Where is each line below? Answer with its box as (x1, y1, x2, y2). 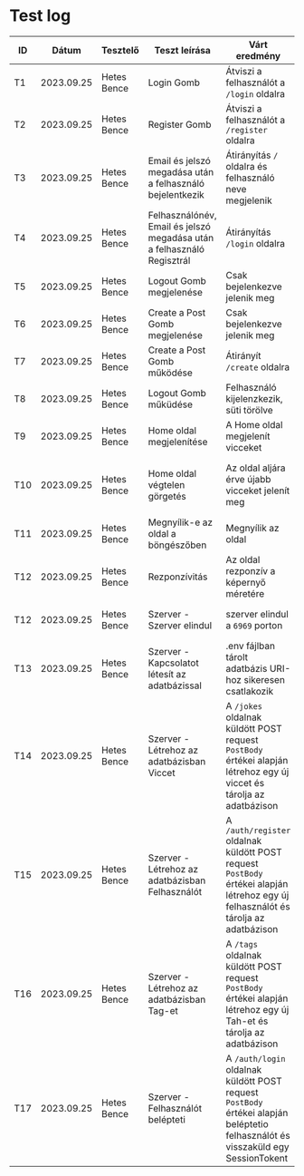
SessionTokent (225, 1152, 288, 1164)
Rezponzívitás (147, 570, 208, 583)
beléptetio (225, 1117, 269, 1130)
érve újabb (225, 472, 271, 485)
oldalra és (225, 160, 268, 172)
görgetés (147, 490, 187, 502)
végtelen (147, 478, 185, 491)
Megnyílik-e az (147, 516, 214, 529)
